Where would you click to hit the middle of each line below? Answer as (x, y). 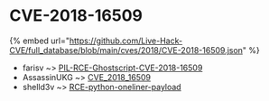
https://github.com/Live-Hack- (126, 41)
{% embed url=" (40, 41)
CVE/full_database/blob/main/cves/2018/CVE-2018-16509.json (126, 50)
